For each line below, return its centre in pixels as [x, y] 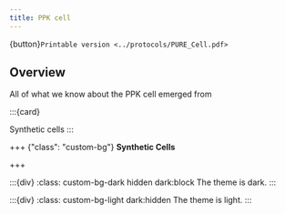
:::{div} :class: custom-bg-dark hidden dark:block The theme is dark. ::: [143, 182]
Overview [38, 72]
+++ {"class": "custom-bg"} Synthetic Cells [92, 148]
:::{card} [25, 112]
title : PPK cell [40, 18]
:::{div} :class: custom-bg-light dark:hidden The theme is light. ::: [131, 200]
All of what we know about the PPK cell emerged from [111, 94]
